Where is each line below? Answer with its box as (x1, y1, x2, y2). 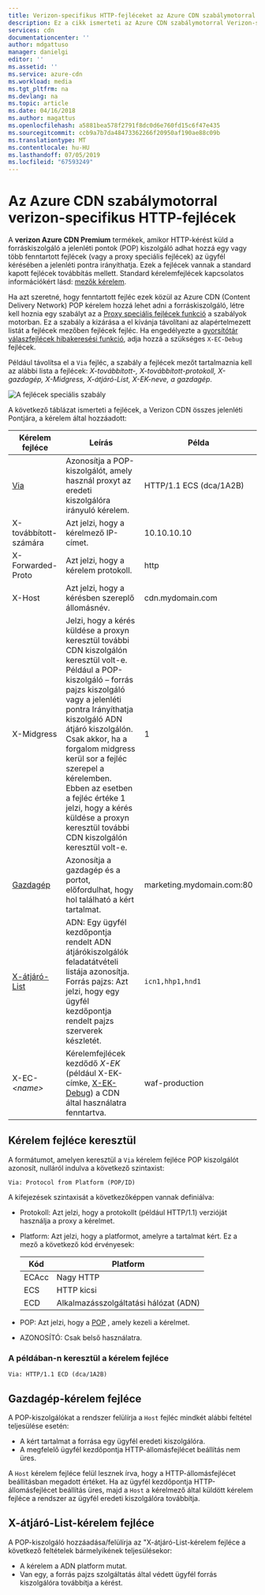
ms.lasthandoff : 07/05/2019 (8, 151, 101, 159)
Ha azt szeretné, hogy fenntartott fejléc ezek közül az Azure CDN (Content (8, 293, 251, 302)
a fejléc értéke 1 (65, 793, 126, 804)
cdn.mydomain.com (144, 592, 218, 603)
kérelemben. (65, 773, 112, 784)
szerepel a (65, 763, 105, 774)
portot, (65, 875, 91, 886)
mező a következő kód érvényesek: (19, 1239, 135, 1249)
